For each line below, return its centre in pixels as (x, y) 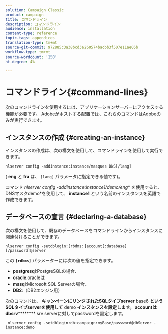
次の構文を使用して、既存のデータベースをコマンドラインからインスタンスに (84, 230)
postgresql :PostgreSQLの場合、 (46, 271)
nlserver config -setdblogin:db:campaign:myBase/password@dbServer (79, 323)
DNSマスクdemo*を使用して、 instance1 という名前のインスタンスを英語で (83, 193)
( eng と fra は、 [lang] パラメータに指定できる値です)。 (64, 176)
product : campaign (24, 15)
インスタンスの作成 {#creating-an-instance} (75, 137)
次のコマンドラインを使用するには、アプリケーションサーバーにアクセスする (84, 107)
